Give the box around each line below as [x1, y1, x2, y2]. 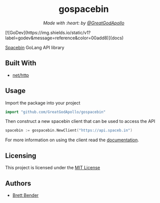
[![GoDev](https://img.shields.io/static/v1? [5, 29, 91, 35]
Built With [5, 59, 36, 68]
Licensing [5, 151, 36, 160]
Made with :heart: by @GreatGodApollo [43, 20, 125, 26]
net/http [12, 72, 29, 78]
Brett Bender [12, 192, 39, 198]
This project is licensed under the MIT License [5, 165, 101, 171]
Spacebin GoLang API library [5, 44, 65, 50]
